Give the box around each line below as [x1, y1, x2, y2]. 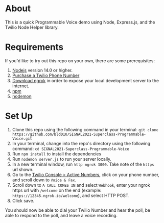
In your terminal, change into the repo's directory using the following [12, 140, 151, 146]
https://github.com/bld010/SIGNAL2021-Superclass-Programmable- [12, 132, 146, 137]
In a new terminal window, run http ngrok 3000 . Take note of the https [12, 161, 154, 167]
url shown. [12, 166, 34, 172]
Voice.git [12, 136, 33, 141]
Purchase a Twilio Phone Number [12, 72, 80, 78]
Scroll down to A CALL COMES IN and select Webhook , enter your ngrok [12, 182, 150, 188]
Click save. [12, 198, 35, 203]
